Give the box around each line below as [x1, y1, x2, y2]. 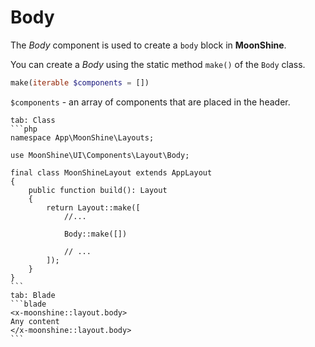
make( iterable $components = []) [10, 77, 150, 88]
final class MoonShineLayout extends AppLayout [10, 167, 213, 178]
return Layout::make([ [46, 202, 141, 213]
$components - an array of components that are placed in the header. [10, 96, 291, 108]
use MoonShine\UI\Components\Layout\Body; [10, 150, 190, 160]
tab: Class [10, 115, 56, 125]
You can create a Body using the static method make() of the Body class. [10, 58, 306, 70]
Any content [10, 316, 60, 326]
